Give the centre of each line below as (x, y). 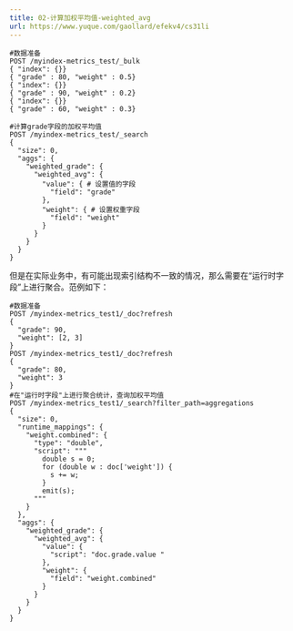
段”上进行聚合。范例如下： (59, 287)
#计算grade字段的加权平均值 (56, 127)
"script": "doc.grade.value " (107, 555)
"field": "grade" (83, 192)
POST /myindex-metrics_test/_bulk (75, 61)
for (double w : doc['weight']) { (107, 467)
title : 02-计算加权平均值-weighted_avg (80, 18)
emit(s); (59, 491)
